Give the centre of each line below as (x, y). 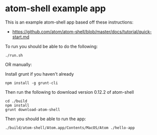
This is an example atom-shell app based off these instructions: (69, 22)
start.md (21, 37)
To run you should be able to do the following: (52, 46)
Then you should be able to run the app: (46, 119)
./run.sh (14, 55)
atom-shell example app (55, 9)
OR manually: (18, 64)
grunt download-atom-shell (33, 109)
